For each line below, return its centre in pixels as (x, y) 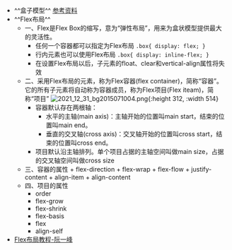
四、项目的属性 (46, 185)
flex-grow (49, 201)
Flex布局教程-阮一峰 (43, 239)
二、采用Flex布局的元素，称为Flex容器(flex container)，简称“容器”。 (123, 81)
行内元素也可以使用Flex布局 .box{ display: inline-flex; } (122, 54)
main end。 (75, 125)
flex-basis (50, 216)
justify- (201, 169)
